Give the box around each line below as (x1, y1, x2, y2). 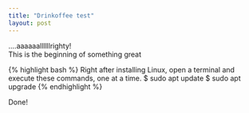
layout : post (8, 19, 52, 27)
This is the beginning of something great (8, 49, 142, 59)
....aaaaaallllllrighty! (8, 41, 72, 50)
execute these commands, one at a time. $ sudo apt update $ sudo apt (8, 73, 241, 83)
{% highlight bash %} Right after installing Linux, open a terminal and (8, 64, 235, 74)
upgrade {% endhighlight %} (8, 81, 103, 92)
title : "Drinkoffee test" (8, 11, 94, 20)
